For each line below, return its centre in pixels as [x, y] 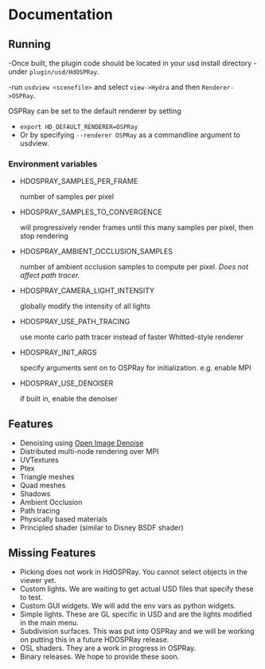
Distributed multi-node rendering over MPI [89, 452]
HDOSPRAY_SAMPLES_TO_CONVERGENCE [91, 212]
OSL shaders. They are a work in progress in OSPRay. [108, 647]
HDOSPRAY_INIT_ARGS [58, 353]
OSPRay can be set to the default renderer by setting [95, 111]
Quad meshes [43, 485]
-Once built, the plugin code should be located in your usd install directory [130, 63]
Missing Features [52, 552]
